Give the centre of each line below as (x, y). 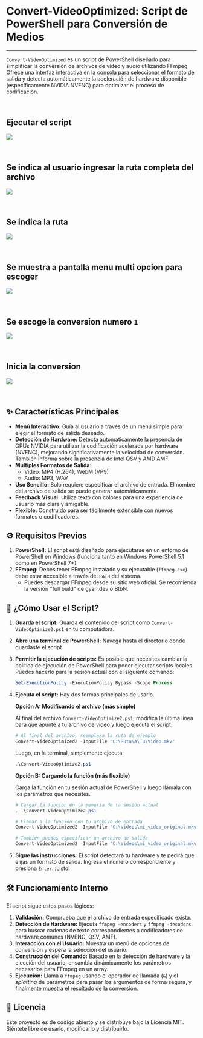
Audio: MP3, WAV (46, 478)
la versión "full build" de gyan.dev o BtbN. (76, 589)
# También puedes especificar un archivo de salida (81, 838)
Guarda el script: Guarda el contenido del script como (82, 622)
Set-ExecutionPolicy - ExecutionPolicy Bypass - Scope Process (94, 683)
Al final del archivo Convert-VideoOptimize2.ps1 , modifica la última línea (104, 718)
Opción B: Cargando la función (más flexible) (72, 775)
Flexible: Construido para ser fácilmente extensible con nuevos (94, 510)
